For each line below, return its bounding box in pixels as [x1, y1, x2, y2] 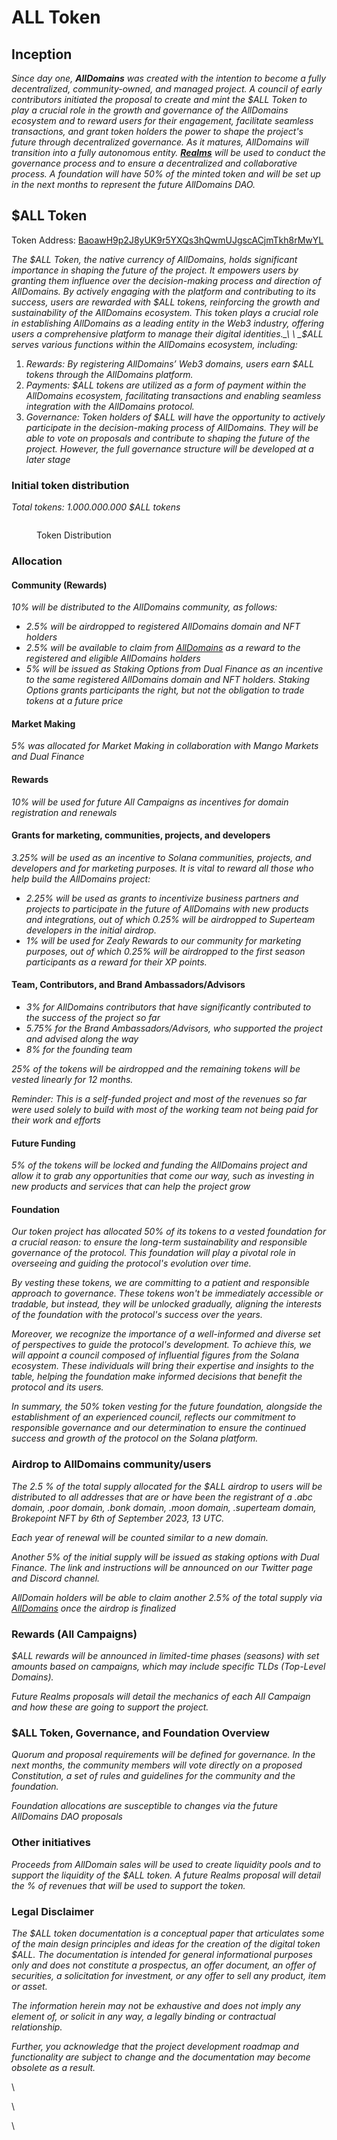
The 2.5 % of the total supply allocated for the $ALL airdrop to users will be [11, 1480, 323, 1492]
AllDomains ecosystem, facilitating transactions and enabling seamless [25, 389, 322, 401]
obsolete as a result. [11, 2061, 96, 2073]
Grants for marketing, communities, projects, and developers [11, 829, 271, 841]
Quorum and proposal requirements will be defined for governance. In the [11, 1749, 316, 1761]
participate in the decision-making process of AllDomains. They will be [25, 421, 319, 433]
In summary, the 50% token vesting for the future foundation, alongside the [11, 1401, 323, 1413]
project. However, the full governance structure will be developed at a [25, 442, 314, 455]
